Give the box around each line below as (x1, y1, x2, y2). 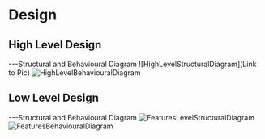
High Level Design (8, 38, 102, 52)
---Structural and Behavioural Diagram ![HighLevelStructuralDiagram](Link (8, 59, 257, 69)
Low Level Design (8, 91, 100, 105)
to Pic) (8, 68, 31, 78)
